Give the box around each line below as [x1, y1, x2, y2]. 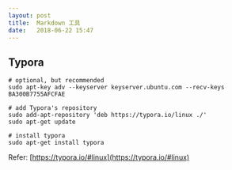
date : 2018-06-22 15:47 [8, 26, 93, 34]
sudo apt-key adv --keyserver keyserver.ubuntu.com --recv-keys [8, 84, 225, 92]
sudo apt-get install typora [8, 139, 105, 147]
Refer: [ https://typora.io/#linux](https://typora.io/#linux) [8, 153, 190, 162]
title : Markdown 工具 [8, 19, 81, 27]
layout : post [8, 11, 51, 20]
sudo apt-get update [8, 118, 77, 127]
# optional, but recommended [8, 77, 105, 85]
